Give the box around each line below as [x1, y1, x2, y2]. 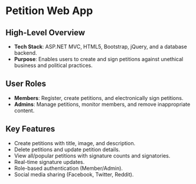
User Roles [5, 79, 47, 89]
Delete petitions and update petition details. [14, 146, 120, 153]
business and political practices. [14, 62, 93, 69]
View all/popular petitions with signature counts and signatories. [14, 152, 171, 159]
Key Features [5, 124, 55, 134]
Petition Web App [5, 4, 93, 18]
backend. [14, 49, 37, 56]
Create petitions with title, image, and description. [14, 139, 136, 146]
